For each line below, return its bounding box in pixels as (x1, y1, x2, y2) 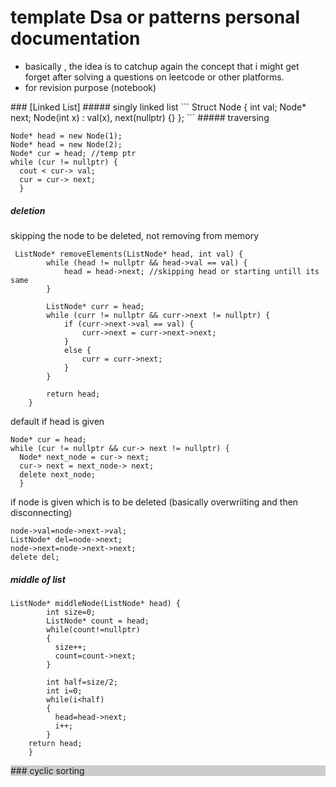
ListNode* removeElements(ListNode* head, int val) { (14, 249, 244, 259)
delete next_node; (19, 469, 97, 480)
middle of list (10, 573, 66, 585)
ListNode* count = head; (46, 616, 150, 626)
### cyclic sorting (10, 764, 85, 776)
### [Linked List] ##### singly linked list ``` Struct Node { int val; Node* (10, 101, 307, 113)
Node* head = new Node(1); (10, 131, 123, 141)
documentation (10, 27, 141, 50)
